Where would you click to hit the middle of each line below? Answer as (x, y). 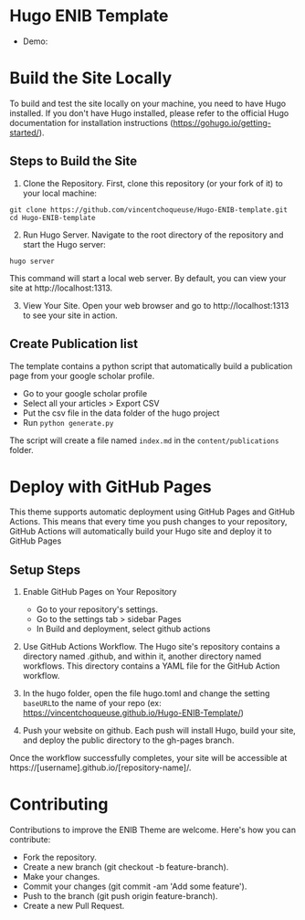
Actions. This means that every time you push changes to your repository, (148, 522)
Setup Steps (45, 570)
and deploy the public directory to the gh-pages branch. (128, 740)
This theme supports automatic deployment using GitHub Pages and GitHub (152, 512)
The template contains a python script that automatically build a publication (151, 365)
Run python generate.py (68, 422)
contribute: (30, 840)
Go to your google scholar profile (85, 393)
